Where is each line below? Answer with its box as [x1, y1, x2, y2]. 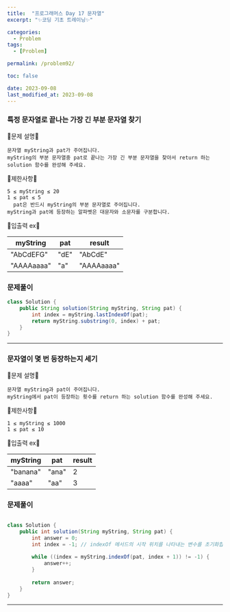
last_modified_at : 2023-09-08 [7, 91, 94, 98]
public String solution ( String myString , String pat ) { [19, 305, 183, 311]
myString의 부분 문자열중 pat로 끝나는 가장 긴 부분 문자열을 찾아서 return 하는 [7, 154, 210, 161]
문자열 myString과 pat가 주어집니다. [7, 146, 101, 154]
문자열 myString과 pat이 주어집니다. [7, 386, 101, 393]
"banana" [10, 467, 41, 476]
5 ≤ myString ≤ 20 [7, 188, 60, 195]
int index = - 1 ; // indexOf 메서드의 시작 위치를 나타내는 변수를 [31, 541, 202, 548]
